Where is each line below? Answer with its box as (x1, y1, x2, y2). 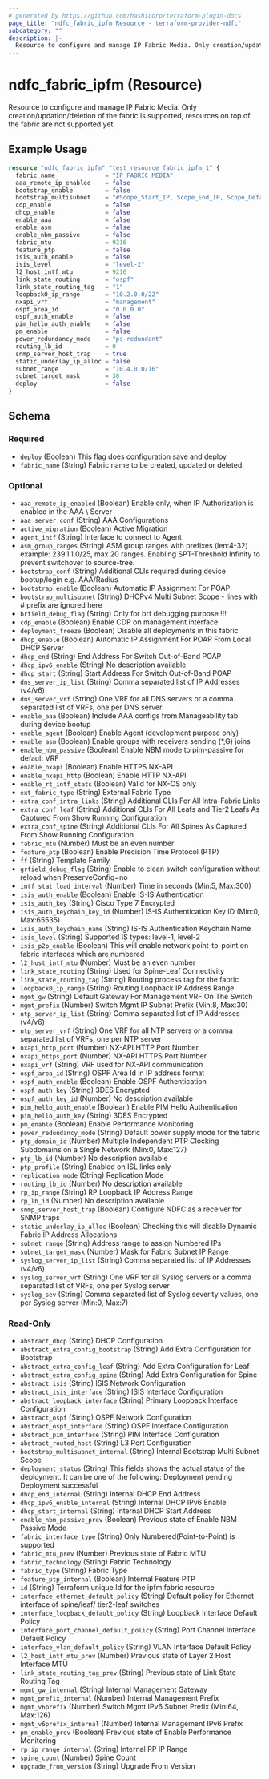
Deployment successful (19, 1480, 98, 1490)
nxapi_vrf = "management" (15, 298, 156, 306)
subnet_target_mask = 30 (15, 372, 120, 380)
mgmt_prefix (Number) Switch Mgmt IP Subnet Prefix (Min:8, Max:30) (19, 1000, 248, 1010)
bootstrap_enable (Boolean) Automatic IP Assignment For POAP (19, 583, 231, 592)
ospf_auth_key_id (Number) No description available (19, 1094, 194, 1103)
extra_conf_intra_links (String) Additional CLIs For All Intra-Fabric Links (19, 796, 261, 805)
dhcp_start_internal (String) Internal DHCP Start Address (19, 1506, 211, 1516)
